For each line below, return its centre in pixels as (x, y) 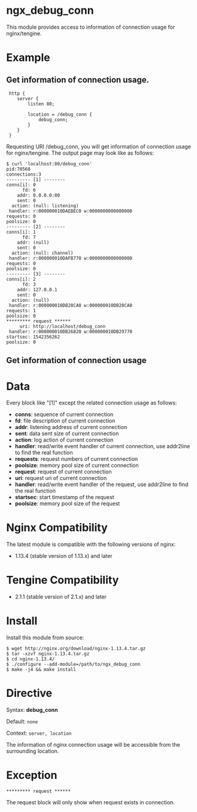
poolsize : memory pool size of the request (67, 503)
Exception (32, 775)
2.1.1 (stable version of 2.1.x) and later (60, 597)
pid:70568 (19, 169)
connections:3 (24, 174)
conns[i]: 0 (21, 185)
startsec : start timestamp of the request (64, 497)
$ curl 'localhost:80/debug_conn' (49, 164)
